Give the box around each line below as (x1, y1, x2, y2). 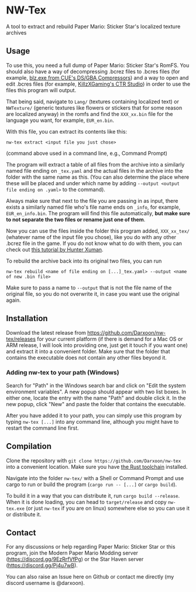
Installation (6, 314, 48, 324)
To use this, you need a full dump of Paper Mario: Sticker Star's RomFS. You (6, 62, 190, 69)
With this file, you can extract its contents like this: (6, 128, 128, 135)
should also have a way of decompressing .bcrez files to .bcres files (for (6, 68, 180, 75)
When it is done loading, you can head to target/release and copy (6, 498, 167, 505)
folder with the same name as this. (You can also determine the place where (6, 173, 190, 181)
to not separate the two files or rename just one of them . (6, 216, 146, 223)
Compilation (6, 441, 51, 451)
